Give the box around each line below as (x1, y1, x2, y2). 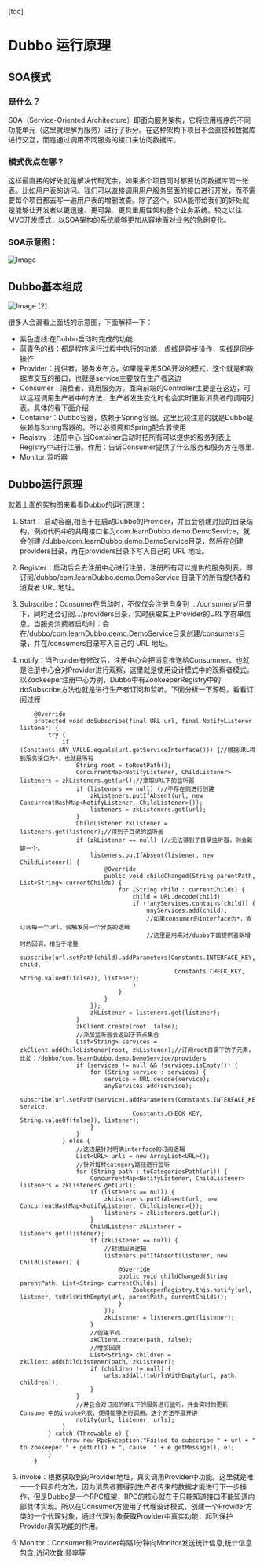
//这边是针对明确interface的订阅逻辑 (75, 1146, 185, 1153)
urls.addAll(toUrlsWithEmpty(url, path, (104, 1372, 238, 1380)
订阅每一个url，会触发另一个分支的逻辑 (19, 924, 130, 932)
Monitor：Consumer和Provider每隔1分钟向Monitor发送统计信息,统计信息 (19, 1538, 253, 1548)
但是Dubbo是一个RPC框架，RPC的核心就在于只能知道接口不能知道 (33, 1492, 249, 1501)
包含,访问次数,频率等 (19, 1548, 86, 1557)
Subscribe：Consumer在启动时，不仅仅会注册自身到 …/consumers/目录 (19, 600, 253, 609)
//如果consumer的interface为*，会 (146, 915, 253, 923)
